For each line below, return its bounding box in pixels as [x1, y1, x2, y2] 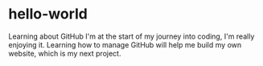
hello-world [8, 5, 88, 23]
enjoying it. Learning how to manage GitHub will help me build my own [8, 39, 242, 49]
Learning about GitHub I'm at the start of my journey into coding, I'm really [8, 31, 255, 41]
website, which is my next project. [8, 48, 121, 58]
